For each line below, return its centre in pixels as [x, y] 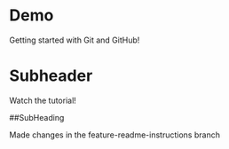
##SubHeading [37, 117]
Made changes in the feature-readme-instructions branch [114, 135]
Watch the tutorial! [43, 100]
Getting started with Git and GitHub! [75, 40]
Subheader [51, 76]
